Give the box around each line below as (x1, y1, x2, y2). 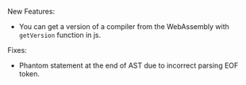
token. (18, 69, 40, 78)
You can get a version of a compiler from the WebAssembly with (18, 22, 229, 31)
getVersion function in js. (18, 31, 102, 39)
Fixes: (7, 46, 27, 54)
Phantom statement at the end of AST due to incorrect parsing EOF (18, 61, 239, 70)
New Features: (7, 7, 56, 16)
